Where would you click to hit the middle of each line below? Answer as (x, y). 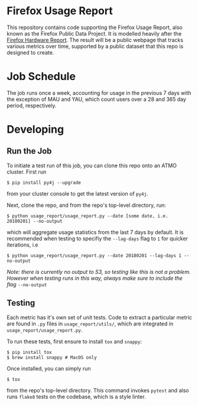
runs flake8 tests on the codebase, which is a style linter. (77, 397)
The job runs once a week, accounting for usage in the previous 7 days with (99, 92)
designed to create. (30, 52)
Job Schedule (41, 77)
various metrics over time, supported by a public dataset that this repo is (95, 46)
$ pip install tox (29, 352)
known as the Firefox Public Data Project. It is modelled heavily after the (94, 33)
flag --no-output (27, 284)
